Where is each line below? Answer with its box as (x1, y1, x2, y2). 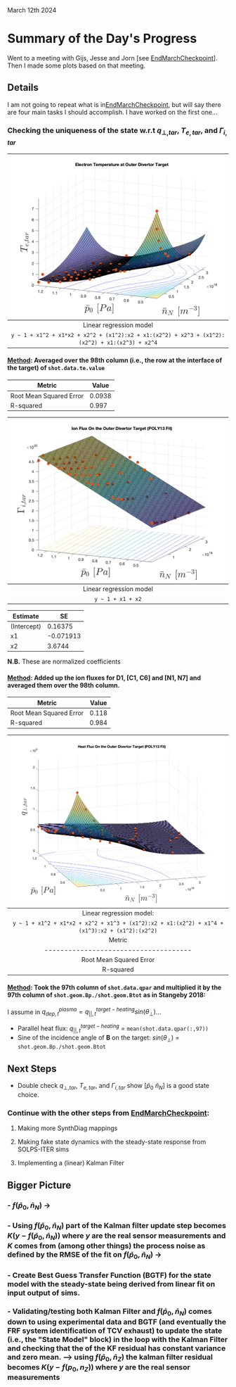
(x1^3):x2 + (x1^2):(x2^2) (78, 927, 158, 935)
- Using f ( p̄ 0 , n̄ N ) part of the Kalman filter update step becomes (7, 1220, 227, 1232)
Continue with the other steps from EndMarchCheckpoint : (7, 1108, 210, 1117)
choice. (17, 1091, 40, 1099)
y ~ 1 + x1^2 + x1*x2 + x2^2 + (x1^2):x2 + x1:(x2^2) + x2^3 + (11, 332, 200, 339)
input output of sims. (7, 1288, 81, 1298)
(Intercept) (10, 622, 41, 631)
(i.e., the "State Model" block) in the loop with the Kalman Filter (7, 1334, 228, 1344)
